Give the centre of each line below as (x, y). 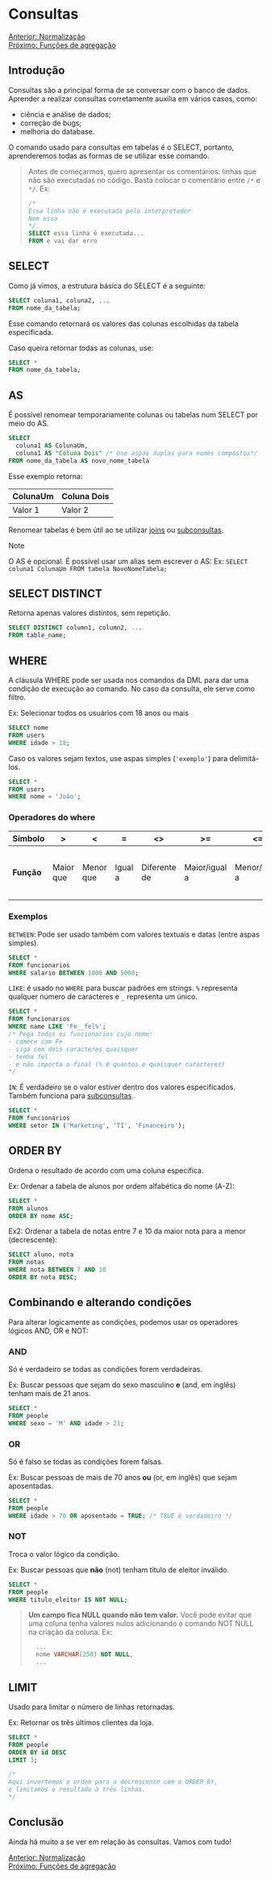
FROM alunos (28, 1208)
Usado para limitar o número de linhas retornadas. (92, 1707)
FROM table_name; (38, 636)
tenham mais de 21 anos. (50, 1394)
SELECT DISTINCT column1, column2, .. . (75, 628)
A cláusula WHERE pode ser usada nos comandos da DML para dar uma (128, 680)
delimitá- (244, 758)
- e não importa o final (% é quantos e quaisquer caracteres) (117, 1064)
